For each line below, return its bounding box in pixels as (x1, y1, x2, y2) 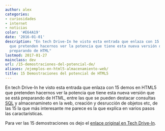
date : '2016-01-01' (5, 35, 45, 40)
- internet (5, 21, 27, 26)
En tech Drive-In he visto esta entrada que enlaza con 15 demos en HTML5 (5, 84, 157, 90)
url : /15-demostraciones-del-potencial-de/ (5, 62, 96, 67)
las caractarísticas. (5, 110, 43, 116)
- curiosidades (5, 16, 36, 21)
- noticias (5, 26, 27, 30)
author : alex (5, 7, 32, 12)
